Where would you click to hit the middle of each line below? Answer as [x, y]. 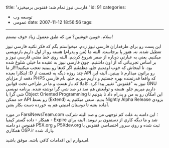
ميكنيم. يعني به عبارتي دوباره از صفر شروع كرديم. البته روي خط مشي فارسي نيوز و [83, 57]
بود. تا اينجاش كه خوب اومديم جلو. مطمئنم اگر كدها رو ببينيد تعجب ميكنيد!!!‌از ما [79, 67]
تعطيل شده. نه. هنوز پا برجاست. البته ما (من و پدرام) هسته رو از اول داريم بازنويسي [84, 51]
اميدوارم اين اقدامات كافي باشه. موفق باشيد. [48, 140]
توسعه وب [23, 17]
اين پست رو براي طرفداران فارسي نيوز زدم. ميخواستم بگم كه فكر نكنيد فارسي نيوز [83, 46]
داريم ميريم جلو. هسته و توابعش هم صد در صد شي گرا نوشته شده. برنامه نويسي [81, 89]
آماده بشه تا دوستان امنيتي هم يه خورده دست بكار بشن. [57, 105]
